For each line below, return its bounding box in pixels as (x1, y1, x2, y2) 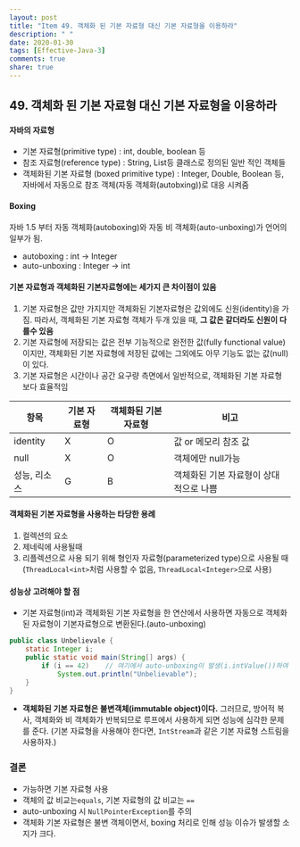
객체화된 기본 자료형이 (173, 469, 262, 481)
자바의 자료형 (9, 124, 55, 135)
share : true (9, 63, 54, 72)
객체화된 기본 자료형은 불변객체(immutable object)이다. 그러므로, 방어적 (21, 703, 275, 714)
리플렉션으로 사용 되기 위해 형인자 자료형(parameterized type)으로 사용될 (21, 552, 279, 563)
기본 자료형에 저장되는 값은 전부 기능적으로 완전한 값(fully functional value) (21, 336, 286, 347)
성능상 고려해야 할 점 (9, 585, 80, 596)
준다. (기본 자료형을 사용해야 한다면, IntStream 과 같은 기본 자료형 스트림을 (31, 726, 290, 736)
